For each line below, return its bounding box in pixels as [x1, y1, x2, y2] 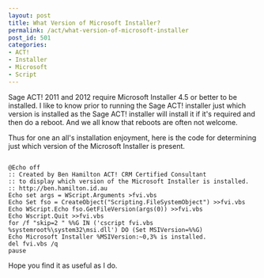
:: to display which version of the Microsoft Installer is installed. [8, 177, 249, 185]
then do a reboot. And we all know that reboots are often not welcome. [8, 117, 239, 127]
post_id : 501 [8, 33, 51, 42]
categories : [8, 41, 47, 49]
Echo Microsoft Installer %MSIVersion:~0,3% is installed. [8, 233, 207, 241]
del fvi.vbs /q [8, 239, 58, 248]
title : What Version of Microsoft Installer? [8, 19, 160, 27]
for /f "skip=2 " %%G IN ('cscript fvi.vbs [8, 219, 154, 227]
